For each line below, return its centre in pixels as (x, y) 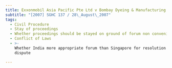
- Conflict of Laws (31, 39)
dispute (23, 53)
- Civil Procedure (30, 24)
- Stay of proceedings (34, 29)
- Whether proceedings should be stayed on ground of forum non (80, 34)
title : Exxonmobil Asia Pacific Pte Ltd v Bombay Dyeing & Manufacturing (86, 10)
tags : (11, 19)
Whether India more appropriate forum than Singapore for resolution (90, 48)
